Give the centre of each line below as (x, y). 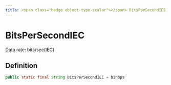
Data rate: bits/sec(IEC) (30, 50)
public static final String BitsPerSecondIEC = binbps (65, 77)
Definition (21, 65)
